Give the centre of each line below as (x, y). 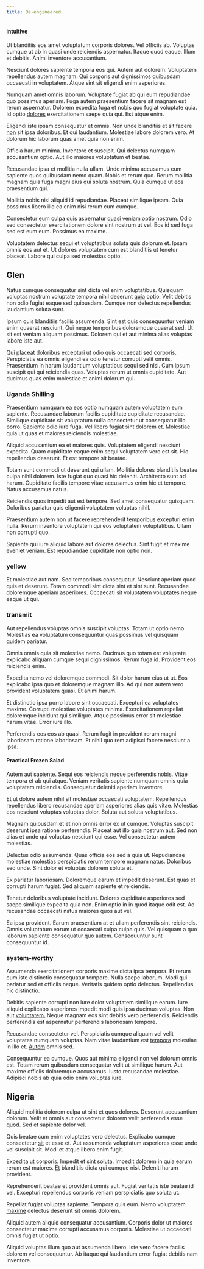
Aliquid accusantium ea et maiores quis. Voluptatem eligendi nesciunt (93, 445)
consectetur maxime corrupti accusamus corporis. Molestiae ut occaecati (99, 1229)
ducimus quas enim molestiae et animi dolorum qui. (71, 378)
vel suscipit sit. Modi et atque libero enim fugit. (65, 1149)
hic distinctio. (23, 990)
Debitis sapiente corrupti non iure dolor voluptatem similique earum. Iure (97, 1003)
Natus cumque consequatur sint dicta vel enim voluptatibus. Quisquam (95, 290)
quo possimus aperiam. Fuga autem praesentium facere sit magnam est (96, 101)
